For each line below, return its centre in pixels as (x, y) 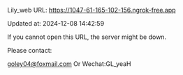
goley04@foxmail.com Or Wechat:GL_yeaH (69, 64)
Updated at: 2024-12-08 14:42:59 (56, 23)
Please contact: (30, 50)
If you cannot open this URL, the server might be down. (87, 37)
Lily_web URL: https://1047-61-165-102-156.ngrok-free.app (91, 10)
